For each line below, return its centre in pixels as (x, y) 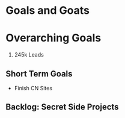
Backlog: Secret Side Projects (62, 107)
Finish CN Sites (33, 88)
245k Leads (29, 55)
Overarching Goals (53, 38)
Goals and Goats (48, 11)
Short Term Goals (39, 74)
